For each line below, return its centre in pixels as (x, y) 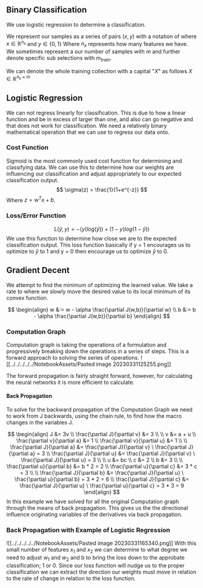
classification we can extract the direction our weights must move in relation (101, 572)
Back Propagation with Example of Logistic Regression (88, 530)
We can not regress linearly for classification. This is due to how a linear (96, 113)
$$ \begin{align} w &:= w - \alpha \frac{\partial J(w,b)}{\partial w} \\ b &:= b (102, 309)
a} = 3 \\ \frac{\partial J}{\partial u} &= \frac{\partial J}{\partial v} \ (112, 454)
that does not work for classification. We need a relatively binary (87, 125)
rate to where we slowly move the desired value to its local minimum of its (98, 291)
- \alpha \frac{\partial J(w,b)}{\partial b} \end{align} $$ (102, 316)
